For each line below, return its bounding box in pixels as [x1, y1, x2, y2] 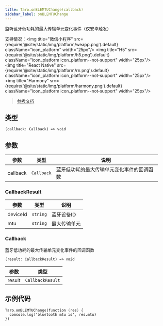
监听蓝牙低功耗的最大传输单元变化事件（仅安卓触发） [5, 25, 112, 32]
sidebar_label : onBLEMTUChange [5, 12, 68, 17]
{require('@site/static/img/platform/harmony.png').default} [5, 83, 123, 89]
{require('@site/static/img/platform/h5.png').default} [5, 52, 110, 57]
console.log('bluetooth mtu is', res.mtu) [9, 312, 97, 317]
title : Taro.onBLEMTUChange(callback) [5, 7, 83, 12]
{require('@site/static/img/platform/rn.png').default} [5, 67, 109, 73]
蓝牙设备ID [51, 211, 76, 218]
